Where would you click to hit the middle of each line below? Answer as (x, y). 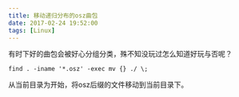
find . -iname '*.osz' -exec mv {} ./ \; (78, 69)
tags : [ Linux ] (32, 30)
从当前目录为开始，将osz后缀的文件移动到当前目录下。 (98, 85)
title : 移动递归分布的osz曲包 (53, 16)
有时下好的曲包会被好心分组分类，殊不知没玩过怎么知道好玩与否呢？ (120, 54)
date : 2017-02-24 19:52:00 (53, 23)
